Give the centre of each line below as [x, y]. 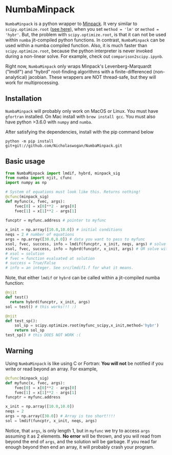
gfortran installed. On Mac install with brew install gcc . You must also [80, 116]
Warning [19, 351]
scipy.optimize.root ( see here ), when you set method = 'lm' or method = [82, 29]
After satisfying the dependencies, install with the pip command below [80, 132]
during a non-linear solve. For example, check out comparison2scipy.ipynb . [84, 56]
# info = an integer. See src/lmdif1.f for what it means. [70, 268]
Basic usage [25, 162]
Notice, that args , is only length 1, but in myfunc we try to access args [78, 430]
